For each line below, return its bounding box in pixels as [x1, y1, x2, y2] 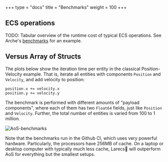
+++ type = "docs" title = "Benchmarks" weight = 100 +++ [5, 5, 127, 10]
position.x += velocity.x [5, 86, 60, 91]
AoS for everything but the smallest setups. [5, 151, 95, 157]
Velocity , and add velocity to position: [5, 76, 85, 82]
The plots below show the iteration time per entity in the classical [5, 66, 140, 72]
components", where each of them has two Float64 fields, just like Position [5, 104, 162, 111]
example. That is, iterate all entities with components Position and [23, 71, 161, 77]
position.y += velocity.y [5, 90, 60, 95]
